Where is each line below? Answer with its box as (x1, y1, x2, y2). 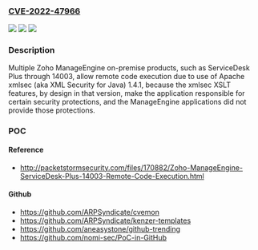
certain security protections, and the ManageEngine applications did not (8, 97, 247, 106)
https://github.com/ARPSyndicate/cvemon (19, 207, 160, 216)
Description (8, 45, 55, 56)
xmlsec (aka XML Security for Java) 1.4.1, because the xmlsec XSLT (8, 80, 231, 89)
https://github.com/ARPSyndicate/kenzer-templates (19, 216, 191, 225)
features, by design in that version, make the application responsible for (8, 88, 246, 97)
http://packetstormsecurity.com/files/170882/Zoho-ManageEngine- (19, 162, 243, 173)
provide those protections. (8, 105, 96, 115)
